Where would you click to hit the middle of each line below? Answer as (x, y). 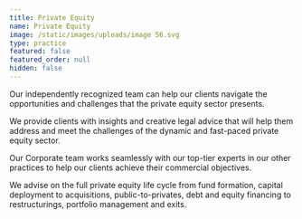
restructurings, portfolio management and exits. (98, 204)
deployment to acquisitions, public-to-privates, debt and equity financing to (150, 195)
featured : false (40, 52)
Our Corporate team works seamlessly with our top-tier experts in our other (150, 157)
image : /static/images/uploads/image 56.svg (94, 34)
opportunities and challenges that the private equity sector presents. (137, 103)
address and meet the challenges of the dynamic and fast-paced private (144, 130)
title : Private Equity (52, 18)
